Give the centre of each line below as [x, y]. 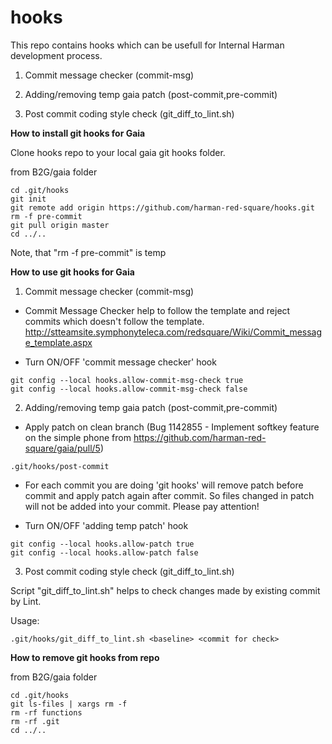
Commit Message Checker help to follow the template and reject [157, 310]
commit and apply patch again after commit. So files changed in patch [169, 495]
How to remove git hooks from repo [85, 657]
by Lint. [26, 601]
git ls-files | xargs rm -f [69, 704]
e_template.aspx [58, 342]
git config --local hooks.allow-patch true [102, 544]
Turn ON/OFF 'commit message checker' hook [120, 362]
